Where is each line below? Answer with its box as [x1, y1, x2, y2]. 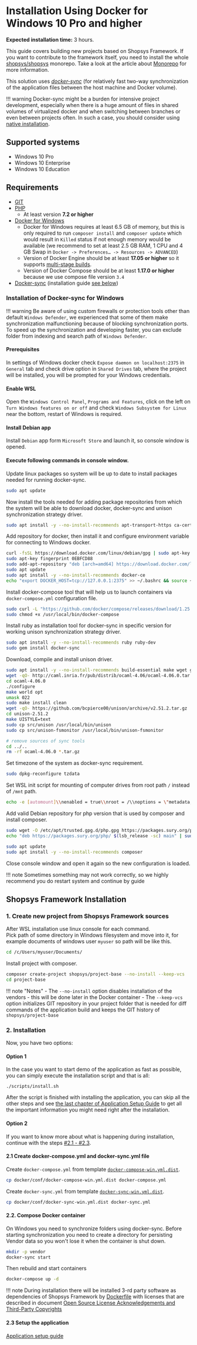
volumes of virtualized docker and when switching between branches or [6, 108, 181, 115]
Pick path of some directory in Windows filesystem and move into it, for [6, 931, 179, 939]
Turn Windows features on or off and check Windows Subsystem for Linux [6, 404, 186, 411]
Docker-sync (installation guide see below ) [14, 279, 118, 287]
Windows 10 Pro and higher [6, 16, 142, 30]
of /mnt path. [6, 788, 37, 795]
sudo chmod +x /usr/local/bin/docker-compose [6, 611, 119, 617]
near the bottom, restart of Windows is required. [6, 411, 123, 418]
